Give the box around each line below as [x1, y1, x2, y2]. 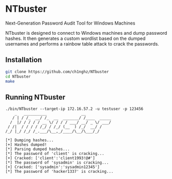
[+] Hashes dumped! [5, 142, 47, 147]
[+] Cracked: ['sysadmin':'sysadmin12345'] [5, 165, 100, 170]
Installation [5, 56, 42, 64]
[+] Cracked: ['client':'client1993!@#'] [5, 155, 95, 161]
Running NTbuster [5, 93, 66, 101]
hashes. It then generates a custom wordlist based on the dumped [5, 35, 146, 41]
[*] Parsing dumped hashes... [5, 147, 70, 152]
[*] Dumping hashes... [5, 138, 54, 143]
